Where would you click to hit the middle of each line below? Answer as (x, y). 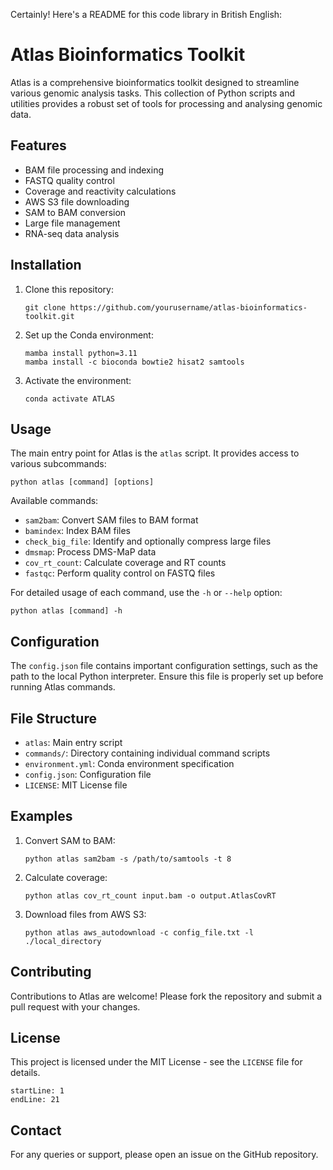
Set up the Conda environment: (89, 335)
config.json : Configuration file (88, 774)
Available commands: (54, 501)
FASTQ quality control (69, 180)
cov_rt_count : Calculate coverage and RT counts (125, 563)
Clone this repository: (69, 289)
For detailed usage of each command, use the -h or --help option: (146, 593)
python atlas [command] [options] (82, 482)
